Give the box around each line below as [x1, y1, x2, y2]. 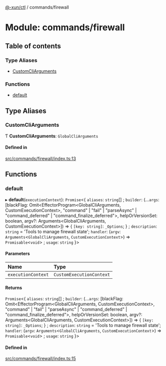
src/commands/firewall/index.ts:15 [5, 355, 76, 361]
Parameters [5, 251, 30, 257]
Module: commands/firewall [5, 22, 125, 33]
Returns [5, 284, 22, 290]
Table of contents [5, 42, 61, 50]
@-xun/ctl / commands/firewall [5, 5, 69, 10]
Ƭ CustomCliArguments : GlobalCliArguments [5, 133, 98, 139]
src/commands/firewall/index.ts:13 [5, 155, 76, 162]
